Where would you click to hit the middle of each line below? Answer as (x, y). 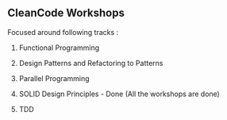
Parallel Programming (54, 78)
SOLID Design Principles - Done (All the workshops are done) (119, 94)
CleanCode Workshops (66, 13)
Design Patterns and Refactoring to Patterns (91, 63)
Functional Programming (59, 48)
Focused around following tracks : (63, 32)
